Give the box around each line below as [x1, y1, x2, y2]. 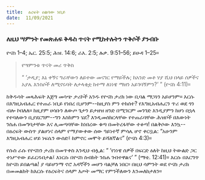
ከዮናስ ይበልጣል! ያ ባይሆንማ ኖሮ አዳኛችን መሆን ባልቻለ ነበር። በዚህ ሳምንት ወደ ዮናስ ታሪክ [6, 160, 189, 168]
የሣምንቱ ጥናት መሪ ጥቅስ [21, 61, 74, 68]
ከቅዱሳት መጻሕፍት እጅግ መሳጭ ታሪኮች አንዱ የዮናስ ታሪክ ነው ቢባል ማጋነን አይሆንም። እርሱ [6, 93, 195, 100]
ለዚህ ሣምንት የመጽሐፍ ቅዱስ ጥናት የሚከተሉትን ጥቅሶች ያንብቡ [6, 35, 159, 44]
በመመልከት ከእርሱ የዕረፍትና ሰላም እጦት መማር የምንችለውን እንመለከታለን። [6, 167, 162, 174]
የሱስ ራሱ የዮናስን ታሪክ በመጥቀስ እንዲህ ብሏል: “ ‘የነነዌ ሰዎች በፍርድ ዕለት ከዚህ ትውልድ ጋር [6, 146, 197, 154]
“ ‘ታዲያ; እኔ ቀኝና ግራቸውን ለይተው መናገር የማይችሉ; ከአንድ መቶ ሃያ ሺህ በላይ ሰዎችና [21, 73, 199, 80]
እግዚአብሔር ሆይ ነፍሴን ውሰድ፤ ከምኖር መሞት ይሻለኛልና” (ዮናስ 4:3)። [6, 134, 152, 141]
